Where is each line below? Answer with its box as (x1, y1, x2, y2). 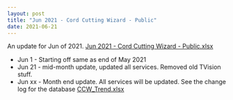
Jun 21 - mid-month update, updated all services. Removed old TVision (17, 63, 221, 72)
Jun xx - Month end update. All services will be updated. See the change (17, 78, 226, 86)
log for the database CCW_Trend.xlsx (17, 85, 124, 94)
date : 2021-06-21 (7, 23, 58, 30)
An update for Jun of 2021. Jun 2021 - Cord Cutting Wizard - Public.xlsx (7, 42, 214, 51)
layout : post (7, 10, 45, 17)
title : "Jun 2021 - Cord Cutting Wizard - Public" (7, 17, 157, 24)
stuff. (17, 70, 33, 78)
